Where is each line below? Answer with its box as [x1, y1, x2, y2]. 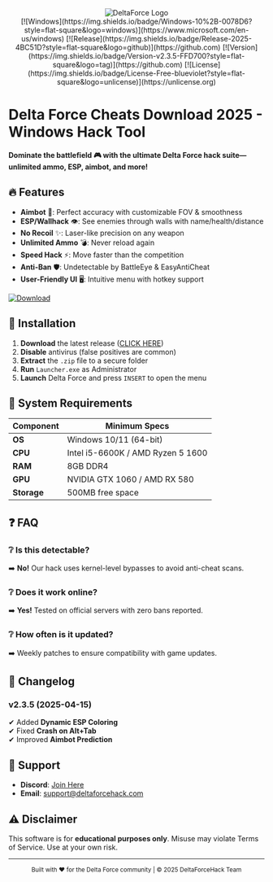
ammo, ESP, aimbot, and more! [42, 162, 149, 172]
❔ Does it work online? [8, 586, 97, 597]
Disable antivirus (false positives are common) [19, 347, 177, 356]
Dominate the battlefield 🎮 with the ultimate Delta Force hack [8, 150, 221, 159]
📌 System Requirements [8, 396, 132, 410]
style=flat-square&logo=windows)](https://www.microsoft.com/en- [24, 25, 249, 35]
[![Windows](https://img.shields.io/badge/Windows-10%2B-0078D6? [20, 16, 253, 26]
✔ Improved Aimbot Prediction [8, 735, 113, 744]
